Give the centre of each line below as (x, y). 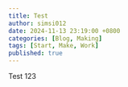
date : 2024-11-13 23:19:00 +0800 (64, 31)
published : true (35, 53)
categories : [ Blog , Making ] (56, 38)
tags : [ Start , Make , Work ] (54, 46)
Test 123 (22, 76)
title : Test (28, 16)
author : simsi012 (37, 23)
